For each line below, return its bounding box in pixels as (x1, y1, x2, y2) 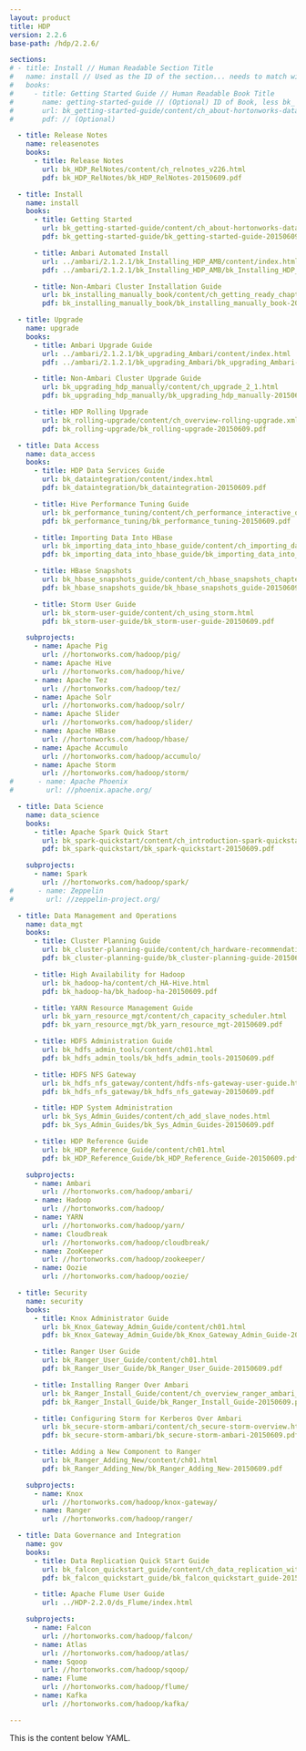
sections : (9, 56, 47, 65)
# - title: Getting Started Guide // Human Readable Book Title (9, 88, 275, 98)
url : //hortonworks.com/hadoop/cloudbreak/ (42, 1238, 209, 1247)
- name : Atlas (33, 1640, 88, 1649)
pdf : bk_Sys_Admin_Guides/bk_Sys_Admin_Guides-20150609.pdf (42, 1121, 275, 1130)
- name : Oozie (33, 1264, 88, 1273)
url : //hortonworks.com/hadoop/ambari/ (42, 1187, 194, 1196)
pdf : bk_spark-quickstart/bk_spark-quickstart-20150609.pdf (42, 845, 275, 854)
